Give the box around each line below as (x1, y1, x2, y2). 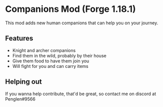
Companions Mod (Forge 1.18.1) (5, 3, 136, 15)
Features (5, 34, 33, 43)
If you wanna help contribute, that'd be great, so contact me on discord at (5, 91, 157, 97)
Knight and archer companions (12, 47, 76, 53)
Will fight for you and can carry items (12, 63, 88, 69)
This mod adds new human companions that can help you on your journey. (5, 20, 158, 26)
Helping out (5, 78, 42, 86)
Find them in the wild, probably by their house (12, 53, 107, 58)
